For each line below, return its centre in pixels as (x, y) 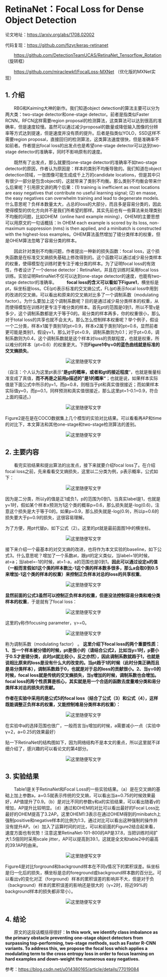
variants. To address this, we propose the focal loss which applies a (77, 949)
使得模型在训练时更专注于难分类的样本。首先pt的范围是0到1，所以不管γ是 (84, 307)
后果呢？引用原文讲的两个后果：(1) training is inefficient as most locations (84, 187)
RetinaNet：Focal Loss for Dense (75, 9)
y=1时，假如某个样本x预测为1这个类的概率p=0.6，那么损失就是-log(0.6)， (80, 505)
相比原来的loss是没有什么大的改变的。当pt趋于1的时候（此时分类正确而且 (84, 662)
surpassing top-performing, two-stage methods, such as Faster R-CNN (81, 943)
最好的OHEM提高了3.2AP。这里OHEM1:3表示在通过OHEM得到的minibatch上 (83, 814)
